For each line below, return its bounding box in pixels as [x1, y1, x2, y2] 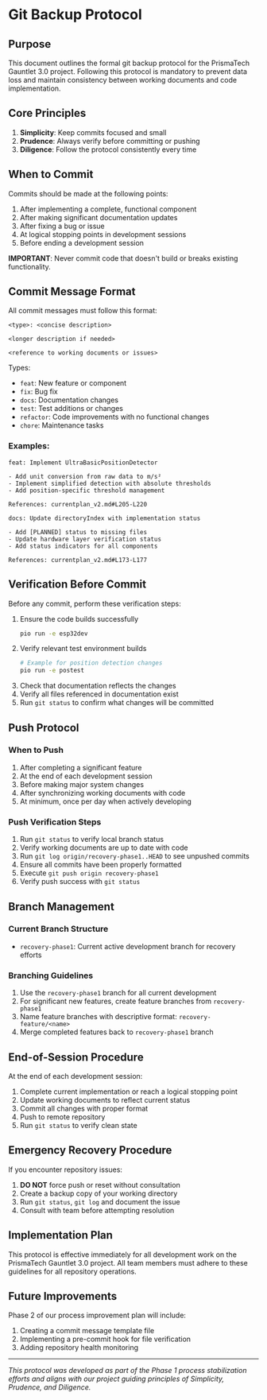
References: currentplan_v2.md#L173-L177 [8, 556, 148, 564]
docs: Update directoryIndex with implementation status [8, 514, 201, 522]
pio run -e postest [19, 666, 85, 675]
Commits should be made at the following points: [8, 188, 168, 198]
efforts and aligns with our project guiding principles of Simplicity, [8, 1374, 225, 1384]
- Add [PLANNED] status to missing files [8, 528, 148, 536]
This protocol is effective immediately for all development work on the [8, 1250, 237, 1259]
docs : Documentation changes [19, 395, 119, 405]
